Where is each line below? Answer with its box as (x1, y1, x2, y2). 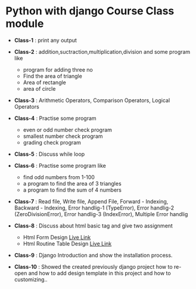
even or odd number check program (23, 126, 113, 133)
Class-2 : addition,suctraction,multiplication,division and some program (14, 48, 191, 55)
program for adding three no (23, 66, 93, 73)
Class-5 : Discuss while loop (14, 150, 85, 158)
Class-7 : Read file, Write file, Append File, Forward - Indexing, (14, 198, 169, 205)
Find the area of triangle (23, 72, 83, 79)
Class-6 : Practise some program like (14, 162, 107, 169)
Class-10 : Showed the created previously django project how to (14, 263, 173, 270)
